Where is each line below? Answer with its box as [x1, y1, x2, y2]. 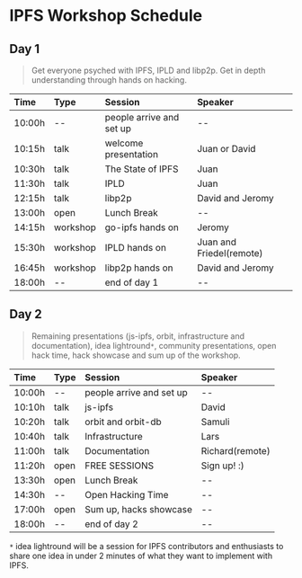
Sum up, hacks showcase [84, 502, 193, 515]
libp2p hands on [104, 262, 173, 274]
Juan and [197, 236, 236, 248]
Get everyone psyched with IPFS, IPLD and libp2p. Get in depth [31, 65, 266, 76]
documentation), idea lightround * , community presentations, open [31, 340, 277, 351]
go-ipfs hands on [104, 221, 180, 234]
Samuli [200, 415, 230, 428]
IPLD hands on [104, 242, 166, 253]
